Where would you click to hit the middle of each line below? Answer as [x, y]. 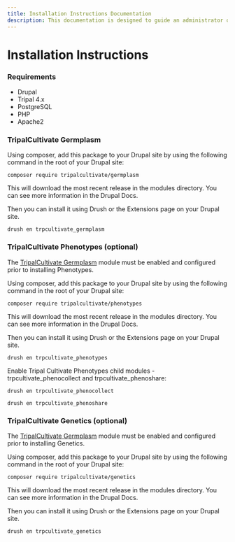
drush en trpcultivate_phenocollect [60, 391]
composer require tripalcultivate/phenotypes [74, 304]
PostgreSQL [35, 106]
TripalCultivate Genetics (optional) [67, 420]
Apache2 [30, 121]
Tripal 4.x [31, 99]
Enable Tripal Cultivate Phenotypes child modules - [81, 371]
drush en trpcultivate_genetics [54, 531]
